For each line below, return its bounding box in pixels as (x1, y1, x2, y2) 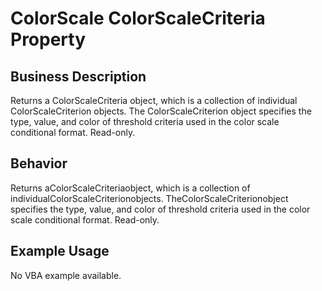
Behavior (10, 155, 68, 172)
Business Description (10, 68, 147, 85)
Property (10, 28, 87, 51)
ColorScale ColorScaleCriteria (10, 7, 266, 30)
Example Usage (10, 243, 110, 260)
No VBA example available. (10, 269, 122, 281)
